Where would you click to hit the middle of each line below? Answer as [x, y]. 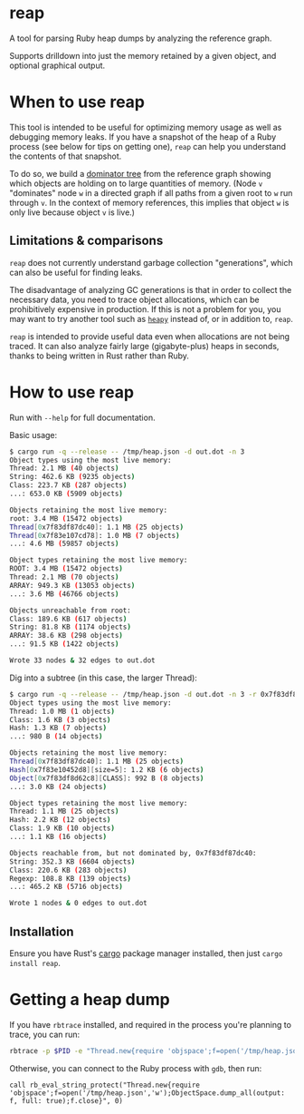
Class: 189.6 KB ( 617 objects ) [68, 619]
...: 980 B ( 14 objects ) [56, 737]
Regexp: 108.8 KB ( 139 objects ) [70, 878]
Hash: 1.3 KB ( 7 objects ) [58, 728]
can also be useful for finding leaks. [76, 272]
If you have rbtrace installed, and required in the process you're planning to [151, 1024]
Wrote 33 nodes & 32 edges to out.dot [82, 660]
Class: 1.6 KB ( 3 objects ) [60, 719]
